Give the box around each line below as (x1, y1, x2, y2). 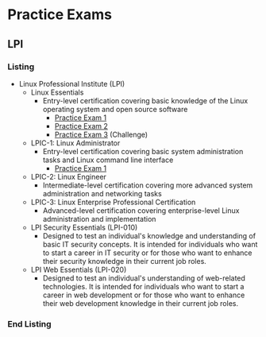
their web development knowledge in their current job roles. (42, 298, 239, 308)
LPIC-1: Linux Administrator (30, 138, 121, 148)
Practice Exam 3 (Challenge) (54, 130, 148, 139)
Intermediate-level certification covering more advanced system (42, 180, 253, 190)
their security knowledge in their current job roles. (42, 256, 207, 265)
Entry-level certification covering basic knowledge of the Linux (42, 95, 249, 105)
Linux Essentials (30, 87, 84, 97)
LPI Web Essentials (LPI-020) (30, 265, 127, 274)
